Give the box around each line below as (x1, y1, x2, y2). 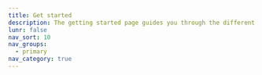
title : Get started (8, 11, 72, 20)
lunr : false (8, 26, 47, 34)
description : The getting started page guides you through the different (8, 19, 256, 27)
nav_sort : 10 (8, 33, 51, 41)
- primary (15, 48, 47, 55)
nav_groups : (8, 41, 47, 48)
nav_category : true (8, 55, 72, 63)
